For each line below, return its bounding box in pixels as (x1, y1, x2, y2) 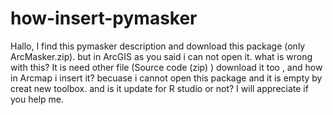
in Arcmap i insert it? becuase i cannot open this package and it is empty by (10, 72, 323, 84)
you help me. (10, 93, 65, 105)
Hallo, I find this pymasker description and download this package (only (10, 40, 306, 52)
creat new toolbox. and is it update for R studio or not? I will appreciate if (10, 82, 309, 94)
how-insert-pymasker (10, 7, 198, 30)
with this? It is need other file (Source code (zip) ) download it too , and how (10, 61, 323, 73)
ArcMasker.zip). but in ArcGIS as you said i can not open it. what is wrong (10, 50, 313, 62)
